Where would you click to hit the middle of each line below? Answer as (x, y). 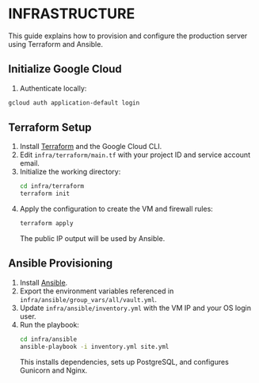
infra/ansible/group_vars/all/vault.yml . (88, 299)
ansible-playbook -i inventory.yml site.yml (94, 347)
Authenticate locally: (53, 88)
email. (29, 163)
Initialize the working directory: (70, 172)
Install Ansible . (44, 282)
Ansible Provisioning (61, 264)
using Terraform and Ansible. (55, 44)
